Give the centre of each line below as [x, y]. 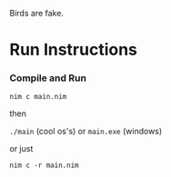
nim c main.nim [38, 97]
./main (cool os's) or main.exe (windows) [86, 132]
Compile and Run [48, 78]
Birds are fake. [36, 13]
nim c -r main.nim [44, 166]
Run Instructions [74, 50]
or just [21, 149]
